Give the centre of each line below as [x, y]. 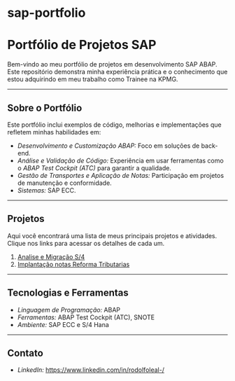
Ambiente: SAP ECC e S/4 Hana [63, 324]
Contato [25, 353]
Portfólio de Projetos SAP [82, 45]
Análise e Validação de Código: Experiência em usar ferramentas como [120, 160]
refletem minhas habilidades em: [54, 132]
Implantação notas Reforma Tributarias [73, 264]
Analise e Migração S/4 [51, 256]
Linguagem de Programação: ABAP [69, 310]
